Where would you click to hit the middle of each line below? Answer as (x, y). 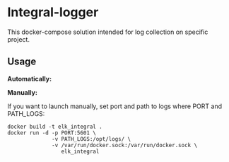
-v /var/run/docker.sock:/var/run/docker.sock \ (125, 145)
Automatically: (29, 79)
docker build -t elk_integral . (55, 127)
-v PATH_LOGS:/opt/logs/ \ (92, 139)
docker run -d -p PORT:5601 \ (52, 133)
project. (19, 39)
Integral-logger (53, 12)
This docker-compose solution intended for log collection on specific (108, 32)
